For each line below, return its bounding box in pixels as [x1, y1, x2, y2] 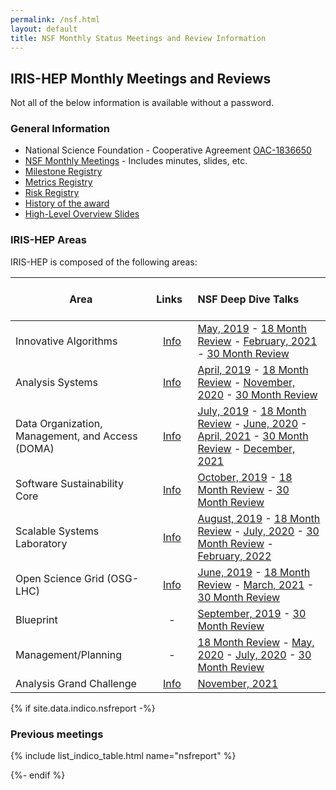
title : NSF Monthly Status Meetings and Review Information [10, 33, 267, 43]
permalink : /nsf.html [10, 14, 101, 25]
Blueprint [15, 612, 58, 626]
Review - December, [197, 441, 296, 455]
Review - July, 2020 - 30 [197, 524, 320, 538]
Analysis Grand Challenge [15, 676, 137, 690]
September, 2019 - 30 [197, 606, 307, 620]
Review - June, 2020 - [197, 416, 308, 430]
